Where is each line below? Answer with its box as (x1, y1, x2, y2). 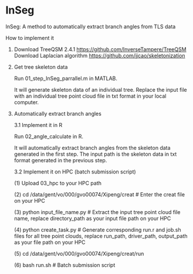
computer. (13, 98, 39, 106)
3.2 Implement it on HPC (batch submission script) (13, 168, 136, 175)
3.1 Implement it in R (13, 121, 63, 128)
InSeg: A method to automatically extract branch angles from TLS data (5, 23, 176, 30)
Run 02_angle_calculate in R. (13, 133, 83, 140)
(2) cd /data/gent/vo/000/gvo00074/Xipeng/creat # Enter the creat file (13, 191, 185, 198)
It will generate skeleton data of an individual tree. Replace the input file (13, 86, 187, 93)
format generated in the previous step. (13, 156, 107, 163)
